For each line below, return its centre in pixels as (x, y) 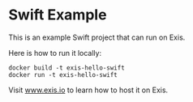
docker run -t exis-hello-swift (63, 74)
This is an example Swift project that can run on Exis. (97, 37)
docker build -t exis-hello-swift (67, 68)
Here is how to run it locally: (55, 53)
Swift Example (58, 15)
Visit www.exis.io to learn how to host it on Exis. (88, 90)
